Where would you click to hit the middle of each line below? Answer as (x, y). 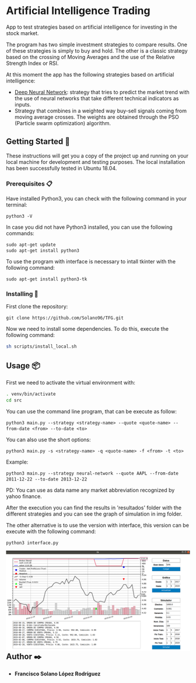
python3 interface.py (32, 543)
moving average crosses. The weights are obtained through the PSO (97, 117)
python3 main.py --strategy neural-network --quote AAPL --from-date (92, 473)
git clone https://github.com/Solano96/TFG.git (65, 318)
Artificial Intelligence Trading (78, 11)
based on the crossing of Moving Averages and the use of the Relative (90, 57)
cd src (14, 400)
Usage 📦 (23, 365)
